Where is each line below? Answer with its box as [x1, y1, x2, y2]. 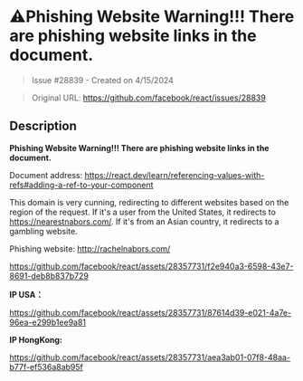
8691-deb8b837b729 [9, 270, 89, 281]
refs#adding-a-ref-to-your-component [9, 179, 154, 190]
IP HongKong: [9, 334, 63, 345]
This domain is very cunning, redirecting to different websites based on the [9, 196, 289, 207]
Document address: [9, 169, 83, 180]
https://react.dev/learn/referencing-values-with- [84, 169, 265, 180]
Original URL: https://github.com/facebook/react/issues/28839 [31, 92, 267, 103]
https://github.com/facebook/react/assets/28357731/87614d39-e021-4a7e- [9, 307, 292, 318]
